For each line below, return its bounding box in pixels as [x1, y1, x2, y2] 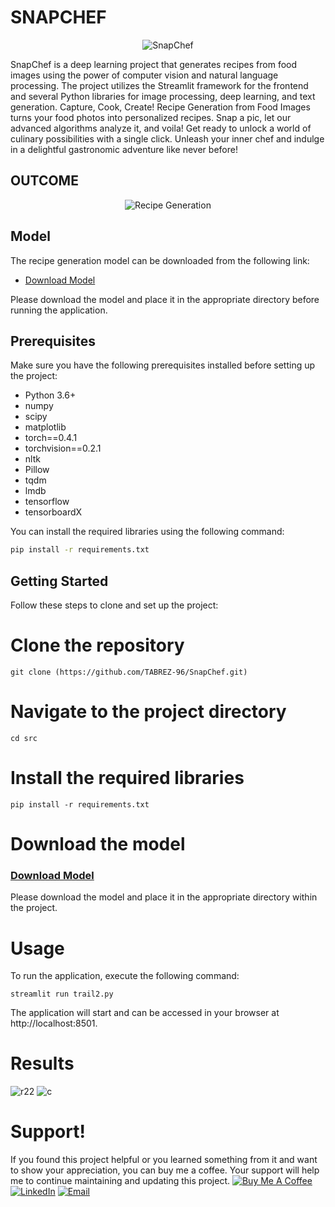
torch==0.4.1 [24, 432, 78, 444]
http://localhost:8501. [10, 1017, 98, 1030]
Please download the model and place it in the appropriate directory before [10, 293, 320, 305]
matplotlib [24, 421, 67, 433]
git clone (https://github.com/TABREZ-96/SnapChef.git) [10, 667, 248, 677]
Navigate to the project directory [10, 701, 287, 723]
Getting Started [10, 572, 109, 590]
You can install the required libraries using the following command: [10, 526, 285, 538]
